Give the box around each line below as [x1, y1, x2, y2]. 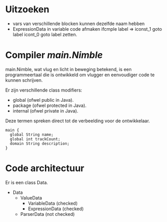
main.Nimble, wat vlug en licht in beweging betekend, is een [5, 66, 132, 72]
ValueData [20, 194, 42, 201]
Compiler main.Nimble [5, 50, 103, 61]
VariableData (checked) [28, 200, 78, 206]
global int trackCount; [10, 137, 60, 142]
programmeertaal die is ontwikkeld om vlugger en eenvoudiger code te [5, 72, 155, 78]
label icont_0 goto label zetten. [12, 31, 78, 37]
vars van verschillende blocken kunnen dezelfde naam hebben [12, 20, 145, 27]
